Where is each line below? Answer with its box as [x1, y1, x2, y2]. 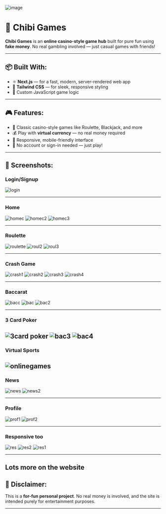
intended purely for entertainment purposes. [5, 499, 95, 505]
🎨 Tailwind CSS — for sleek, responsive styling [12, 84, 109, 90]
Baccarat [5, 289, 28, 296]
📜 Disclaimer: [5, 480, 47, 488]
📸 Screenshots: [5, 161, 53, 169]
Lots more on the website [5, 463, 85, 472]
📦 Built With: [5, 63, 47, 72]
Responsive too [5, 433, 43, 440]
